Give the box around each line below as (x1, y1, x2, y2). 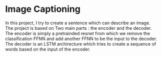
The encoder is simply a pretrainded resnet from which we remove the (5, 30, 150, 36)
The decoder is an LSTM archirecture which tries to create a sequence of (5, 41, 156, 47)
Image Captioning (5, 3, 81, 15)
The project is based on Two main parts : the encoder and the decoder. (5, 25, 152, 31)
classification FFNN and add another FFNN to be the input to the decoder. (5, 36, 157, 42)
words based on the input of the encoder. (5, 46, 91, 52)
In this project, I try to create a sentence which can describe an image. (5, 20, 150, 26)
